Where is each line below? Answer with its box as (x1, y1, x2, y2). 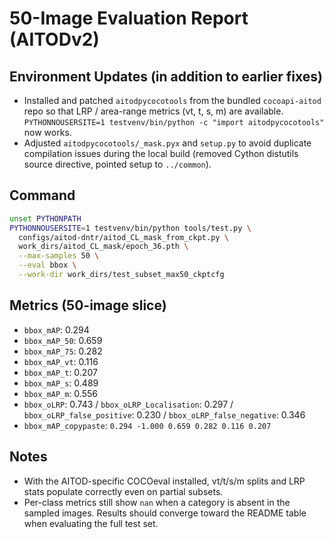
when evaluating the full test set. (23, 517, 159, 529)
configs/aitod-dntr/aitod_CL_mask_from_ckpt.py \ (18, 232, 229, 242)
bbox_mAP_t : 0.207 (23, 366, 98, 378)
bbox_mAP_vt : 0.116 (23, 355, 99, 367)
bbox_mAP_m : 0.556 (23, 387, 98, 399)
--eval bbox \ (18, 260, 77, 271)
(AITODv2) (9, 28, 100, 51)
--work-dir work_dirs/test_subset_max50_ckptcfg (18, 270, 225, 280)
